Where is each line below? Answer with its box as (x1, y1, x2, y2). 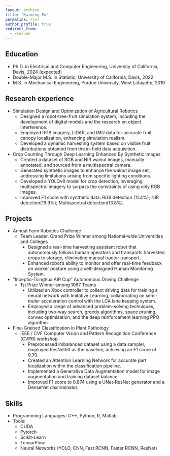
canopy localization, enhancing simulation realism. (20, 135, 126, 141)
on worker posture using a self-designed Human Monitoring (27, 265, 153, 272)
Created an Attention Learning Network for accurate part (27, 357, 147, 363)
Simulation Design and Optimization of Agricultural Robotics (12, 108, 138, 114)
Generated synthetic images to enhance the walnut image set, (20, 167, 150, 173)
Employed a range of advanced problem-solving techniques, (27, 303, 155, 310)
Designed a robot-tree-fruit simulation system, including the (20, 113, 146, 119)
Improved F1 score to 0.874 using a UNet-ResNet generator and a (27, 379, 165, 385)
